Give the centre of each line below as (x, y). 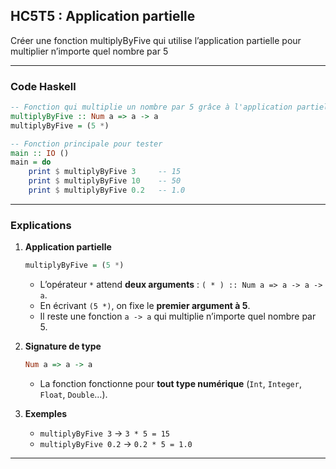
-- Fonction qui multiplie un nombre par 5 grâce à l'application (151, 107)
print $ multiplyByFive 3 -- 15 (105, 172)
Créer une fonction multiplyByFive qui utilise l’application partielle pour (156, 40)
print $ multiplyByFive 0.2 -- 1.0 (107, 190)
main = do (31, 162)
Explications (41, 225)
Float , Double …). (73, 395)
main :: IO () (40, 153)
